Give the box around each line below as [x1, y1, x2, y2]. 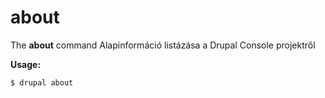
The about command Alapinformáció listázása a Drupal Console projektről [10, 39, 316, 51]
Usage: [10, 58, 42, 70]
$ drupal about [10, 77, 74, 88]
